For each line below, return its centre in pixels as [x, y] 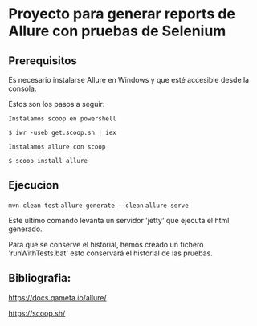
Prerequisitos [43, 61]
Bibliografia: [40, 278]
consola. [22, 88]
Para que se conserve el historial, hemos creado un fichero [106, 244]
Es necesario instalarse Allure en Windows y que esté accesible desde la [129, 80]
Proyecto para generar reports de [122, 14]
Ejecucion [34, 185]
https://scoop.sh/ [37, 313]
